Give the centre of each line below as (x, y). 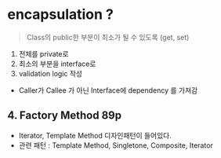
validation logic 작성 (51, 73)
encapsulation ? (61, 15)
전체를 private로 (43, 53)
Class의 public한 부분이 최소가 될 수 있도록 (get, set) (108, 37)
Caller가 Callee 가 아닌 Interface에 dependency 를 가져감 (108, 90)
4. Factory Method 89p (65, 116)
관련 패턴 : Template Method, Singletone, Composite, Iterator (116, 145)
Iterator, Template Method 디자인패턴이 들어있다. (95, 135)
